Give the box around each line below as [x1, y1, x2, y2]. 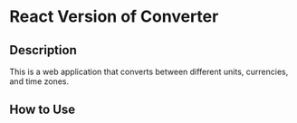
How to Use [9, 102, 76, 118]
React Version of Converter [9, 6, 219, 27]
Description [9, 43, 77, 58]
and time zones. [9, 76, 70, 87]
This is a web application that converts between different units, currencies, [9, 66, 289, 77]
